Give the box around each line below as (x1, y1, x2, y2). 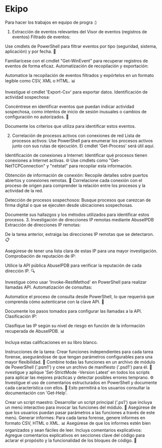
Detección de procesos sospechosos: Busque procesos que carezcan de (5, 197, 151, 203)
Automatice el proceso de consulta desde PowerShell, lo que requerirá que (5, 294, 155, 299)
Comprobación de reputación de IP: (5, 253, 76, 259)
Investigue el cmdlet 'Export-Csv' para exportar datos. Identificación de (5, 89, 148, 95)
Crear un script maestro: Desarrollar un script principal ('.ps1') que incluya (5, 399, 152, 405)
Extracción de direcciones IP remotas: (5, 222, 81, 228)
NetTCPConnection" (5, 163, 46, 169)
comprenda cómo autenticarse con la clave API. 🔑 (5, 299, 104, 305)
